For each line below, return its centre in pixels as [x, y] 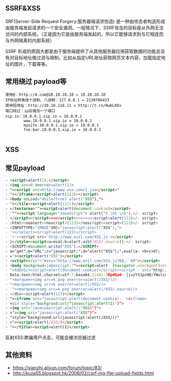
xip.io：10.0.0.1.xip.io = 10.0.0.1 [44, 116]
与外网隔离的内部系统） [30, 40]
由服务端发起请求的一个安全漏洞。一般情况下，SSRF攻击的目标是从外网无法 [84, 28]
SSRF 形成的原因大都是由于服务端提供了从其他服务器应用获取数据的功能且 [83, 51]
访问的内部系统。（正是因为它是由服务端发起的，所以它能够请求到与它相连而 [84, 34]
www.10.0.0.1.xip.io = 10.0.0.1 [58, 121]
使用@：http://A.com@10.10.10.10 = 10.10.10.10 [55, 94]
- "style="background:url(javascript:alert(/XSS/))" [62, 318]
